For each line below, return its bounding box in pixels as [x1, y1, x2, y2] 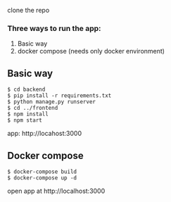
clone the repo [7, 6, 50, 14]
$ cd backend [7, 86, 46, 94]
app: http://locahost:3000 [7, 130, 82, 138]
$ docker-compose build [7, 168, 77, 175]
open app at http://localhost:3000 [7, 187, 106, 195]
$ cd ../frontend [7, 105, 58, 112]
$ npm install [7, 111, 49, 118]
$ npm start [7, 117, 42, 124]
